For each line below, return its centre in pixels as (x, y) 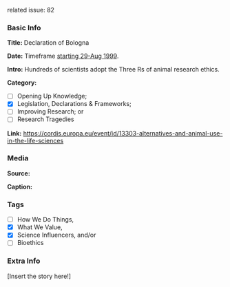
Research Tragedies (45, 119)
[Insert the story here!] (39, 276)
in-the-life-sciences (35, 140)
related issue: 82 (31, 10)
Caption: (20, 187)
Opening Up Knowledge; (52, 96)
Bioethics (30, 243)
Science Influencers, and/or (56, 235)
